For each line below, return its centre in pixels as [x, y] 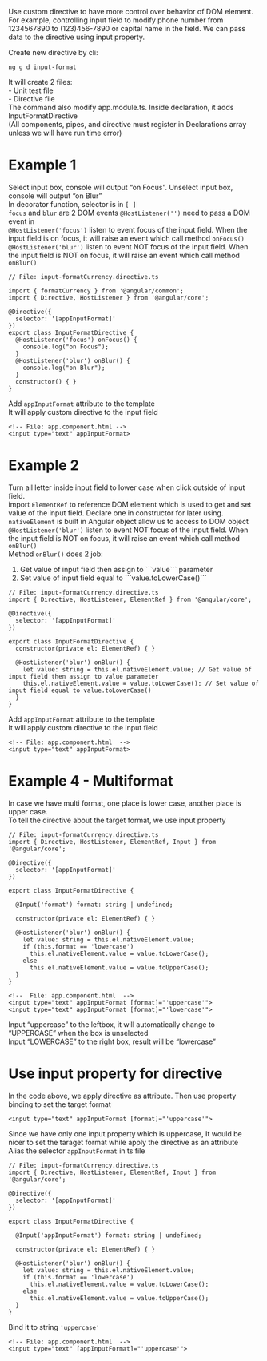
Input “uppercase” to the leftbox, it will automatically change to [112, 1024]
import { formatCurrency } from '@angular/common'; [96, 291]
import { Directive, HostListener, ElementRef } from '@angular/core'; [130, 599]
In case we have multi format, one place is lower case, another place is [125, 803]
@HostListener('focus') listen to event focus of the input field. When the [128, 229]
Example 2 [44, 466]
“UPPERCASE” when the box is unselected [78, 1033]
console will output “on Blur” [55, 196]
